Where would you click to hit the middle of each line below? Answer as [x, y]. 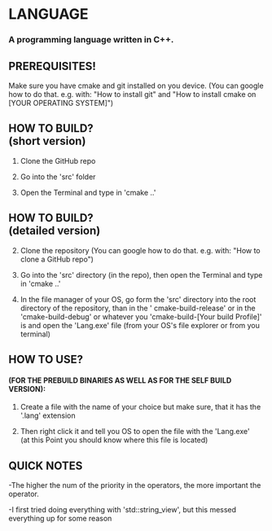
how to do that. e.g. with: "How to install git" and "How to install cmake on [132, 94]
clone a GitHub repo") [57, 259]
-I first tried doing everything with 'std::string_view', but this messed [123, 509]
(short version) [47, 141]
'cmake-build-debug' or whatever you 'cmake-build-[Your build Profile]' [141, 316]
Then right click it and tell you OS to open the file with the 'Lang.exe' [135, 432]
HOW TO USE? [46, 359]
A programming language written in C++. [91, 40]
